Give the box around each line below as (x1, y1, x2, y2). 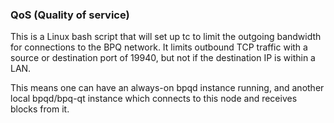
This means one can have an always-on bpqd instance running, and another (10, 82, 325, 94)
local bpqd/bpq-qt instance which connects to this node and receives (10, 93, 298, 105)
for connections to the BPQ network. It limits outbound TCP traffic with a (10, 41, 308, 53)
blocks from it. (10, 103, 70, 115)
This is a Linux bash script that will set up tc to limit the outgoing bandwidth (10, 31, 322, 43)
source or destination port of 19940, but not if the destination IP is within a (10, 52, 316, 64)
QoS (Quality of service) (10, 8, 130, 22)
